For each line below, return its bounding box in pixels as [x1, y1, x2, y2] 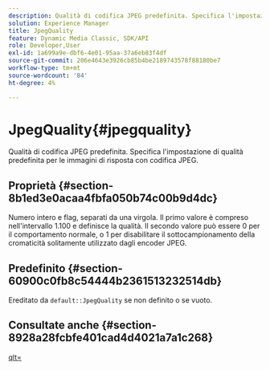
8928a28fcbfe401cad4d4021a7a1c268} [8, 331, 214, 345]
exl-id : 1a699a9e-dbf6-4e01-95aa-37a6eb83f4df [8, 49, 167, 57]
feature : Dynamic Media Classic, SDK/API [8, 34, 149, 43]
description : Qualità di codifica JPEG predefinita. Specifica [8, 11, 225, 20]
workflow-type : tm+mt [8, 64, 81, 72]
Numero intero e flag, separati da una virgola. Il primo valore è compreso [8, 213, 249, 222]
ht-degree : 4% [8, 79, 56, 87]
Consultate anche [8, 319, 100, 332]
